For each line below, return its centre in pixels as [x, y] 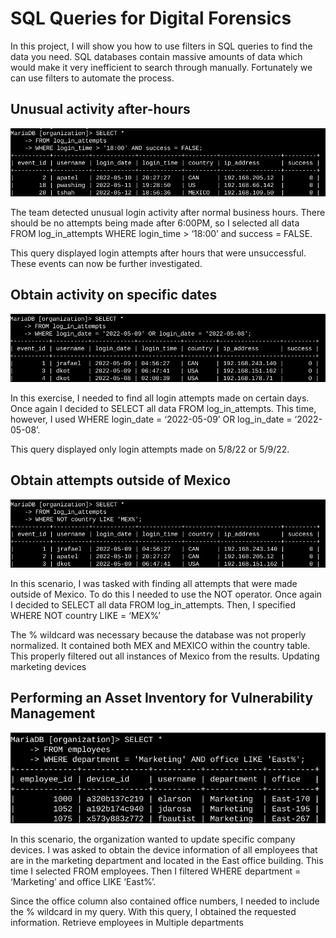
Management [53, 713]
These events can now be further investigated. [106, 263]
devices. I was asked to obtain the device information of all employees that [164, 850]
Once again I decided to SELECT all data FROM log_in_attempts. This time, [163, 408]
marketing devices [48, 666]
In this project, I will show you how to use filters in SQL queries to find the [161, 46]
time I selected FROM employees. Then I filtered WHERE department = [156, 871]
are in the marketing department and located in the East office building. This [167, 861]
